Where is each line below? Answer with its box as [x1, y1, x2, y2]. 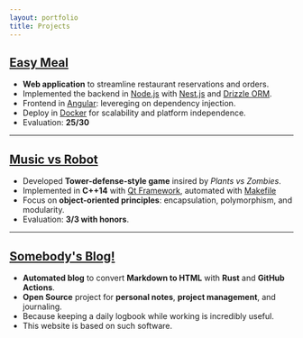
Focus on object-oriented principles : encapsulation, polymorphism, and [22, 195, 293, 206]
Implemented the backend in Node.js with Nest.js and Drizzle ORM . [22, 88, 272, 99]
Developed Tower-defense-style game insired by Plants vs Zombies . [22, 176, 281, 187]
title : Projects [9, 22, 70, 31]
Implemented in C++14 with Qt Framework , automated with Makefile [22, 186, 277, 196]
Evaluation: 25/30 [22, 117, 90, 128]
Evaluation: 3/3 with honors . [22, 214, 129, 225]
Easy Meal [9, 55, 69, 70]
